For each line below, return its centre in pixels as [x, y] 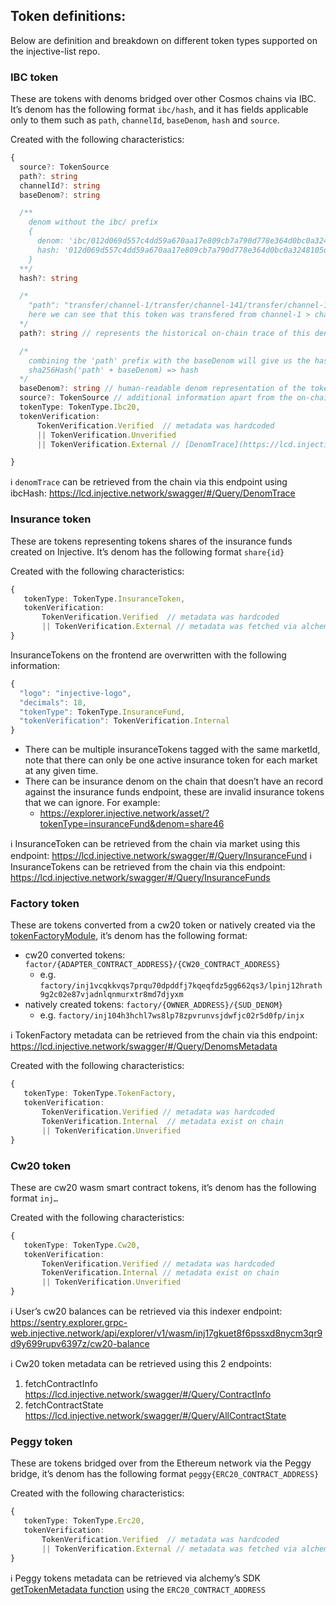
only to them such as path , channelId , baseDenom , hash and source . [145, 120]
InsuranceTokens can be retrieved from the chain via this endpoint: [148, 867]
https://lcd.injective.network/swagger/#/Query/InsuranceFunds [140, 878]
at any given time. [61, 771]
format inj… [34, 1198]
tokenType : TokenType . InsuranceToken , [104, 599]
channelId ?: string [60, 185]
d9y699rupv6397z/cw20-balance [80, 1343]
